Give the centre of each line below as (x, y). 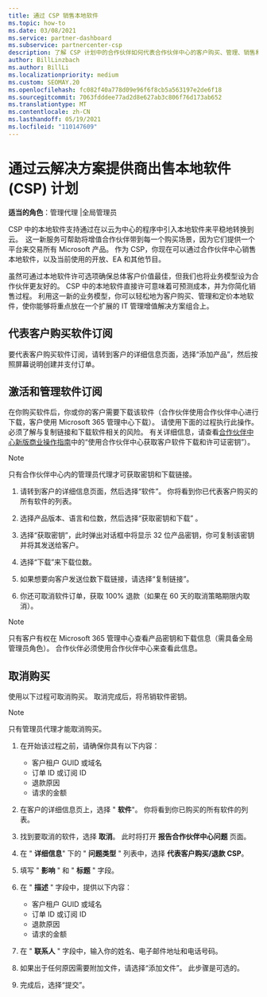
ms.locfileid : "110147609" (53, 127)
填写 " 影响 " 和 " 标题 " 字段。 (69, 870)
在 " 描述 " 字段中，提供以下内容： (76, 887)
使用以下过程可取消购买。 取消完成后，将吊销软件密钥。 (100, 697)
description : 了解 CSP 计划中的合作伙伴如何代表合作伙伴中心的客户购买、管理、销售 (132, 53)
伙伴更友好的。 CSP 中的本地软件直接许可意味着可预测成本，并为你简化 (132, 286)
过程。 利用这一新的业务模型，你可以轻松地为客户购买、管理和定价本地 (131, 296)
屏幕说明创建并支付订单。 (57, 364)
